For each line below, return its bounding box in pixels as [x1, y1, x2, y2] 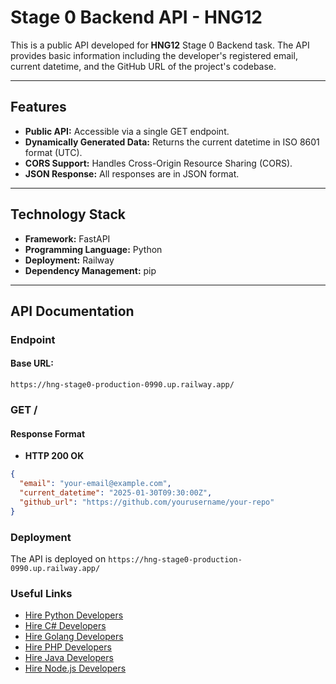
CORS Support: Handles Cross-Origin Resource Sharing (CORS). [24, 157, 293, 169]
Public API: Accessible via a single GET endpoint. [24, 125, 230, 137]
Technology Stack [10, 206, 126, 223]
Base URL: [10, 357, 54, 370]
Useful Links [10, 586, 73, 600]
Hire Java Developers [24, 652, 114, 664]
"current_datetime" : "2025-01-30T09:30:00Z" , [19, 487, 213, 498]
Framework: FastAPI [24, 232, 111, 245]
